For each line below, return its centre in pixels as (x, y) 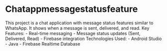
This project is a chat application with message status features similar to (79, 23)
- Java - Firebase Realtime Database (43, 44)
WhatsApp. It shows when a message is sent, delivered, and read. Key (77, 28)
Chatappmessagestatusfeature (72, 9)
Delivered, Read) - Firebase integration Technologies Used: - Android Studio (83, 39)
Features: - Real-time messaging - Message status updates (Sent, (73, 33)
